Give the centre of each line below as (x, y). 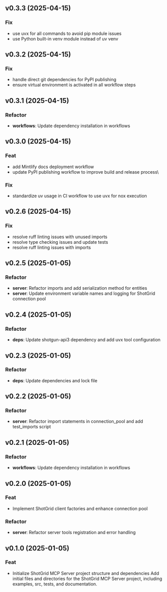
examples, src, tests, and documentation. (55, 584)
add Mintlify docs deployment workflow (53, 167)
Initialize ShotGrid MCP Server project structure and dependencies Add (86, 573)
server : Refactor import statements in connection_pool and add (78, 421)
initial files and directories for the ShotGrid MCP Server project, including (87, 578)
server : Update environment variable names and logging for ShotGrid (84, 293)
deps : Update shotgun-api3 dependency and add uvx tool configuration (86, 340)
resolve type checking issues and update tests (60, 242)
